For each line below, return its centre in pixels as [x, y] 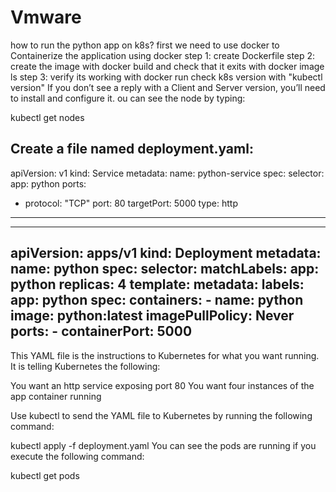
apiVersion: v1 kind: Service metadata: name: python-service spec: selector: [167, 173]
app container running [56, 396]
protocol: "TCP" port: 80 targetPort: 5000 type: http [131, 203]
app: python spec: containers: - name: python [157, 300]
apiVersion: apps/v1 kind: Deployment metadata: [166, 253]
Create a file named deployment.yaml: [132, 149]
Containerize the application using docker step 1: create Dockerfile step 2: [163, 55]
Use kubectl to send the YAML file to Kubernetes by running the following [161, 415]
